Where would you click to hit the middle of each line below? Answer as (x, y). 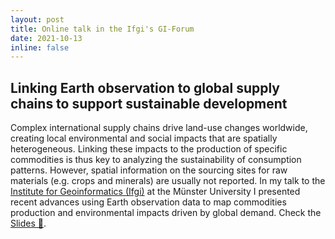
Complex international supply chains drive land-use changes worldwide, (159, 128)
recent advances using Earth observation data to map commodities (148, 202)
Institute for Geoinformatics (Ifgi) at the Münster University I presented (155, 192)
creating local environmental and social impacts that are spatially (144, 138)
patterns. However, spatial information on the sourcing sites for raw (149, 170)
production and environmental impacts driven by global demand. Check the (166, 213)
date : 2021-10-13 (46, 38)
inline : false (40, 47)
